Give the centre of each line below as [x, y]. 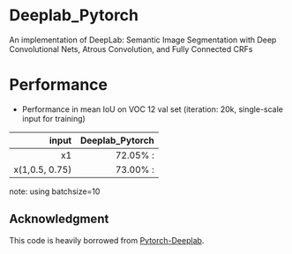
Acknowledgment [59, 219]
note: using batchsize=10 [55, 191]
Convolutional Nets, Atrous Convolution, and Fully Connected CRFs [131, 49]
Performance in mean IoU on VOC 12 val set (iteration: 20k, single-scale [153, 109]
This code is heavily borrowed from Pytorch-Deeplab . [107, 240]
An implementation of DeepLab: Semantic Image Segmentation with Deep [143, 40]
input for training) [53, 118]
